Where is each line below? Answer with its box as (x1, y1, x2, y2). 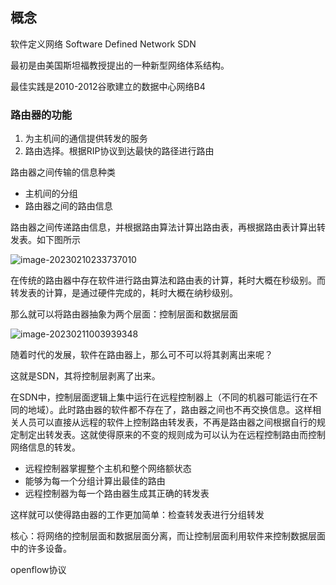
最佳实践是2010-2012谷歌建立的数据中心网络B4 (10, 80, 206, 92)
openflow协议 (10, 564, 67, 576)
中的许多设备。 (10, 543, 72, 555)
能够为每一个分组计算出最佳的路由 (24, 475, 166, 487)
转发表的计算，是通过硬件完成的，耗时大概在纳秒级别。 (10, 287, 238, 299)
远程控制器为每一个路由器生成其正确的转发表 (24, 488, 210, 500)
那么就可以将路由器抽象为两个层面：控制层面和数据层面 (10, 308, 238, 320)
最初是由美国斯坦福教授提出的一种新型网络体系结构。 (10, 59, 230, 71)
